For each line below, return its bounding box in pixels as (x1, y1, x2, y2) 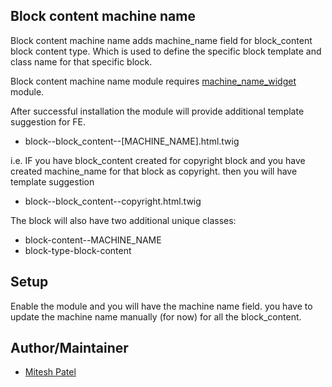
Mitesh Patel (24, 366, 77, 378)
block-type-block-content (24, 244, 132, 256)
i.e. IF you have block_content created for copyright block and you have (10, 154, 306, 166)
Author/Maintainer (10, 340, 129, 357)
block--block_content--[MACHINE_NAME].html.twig (24, 135, 240, 147)
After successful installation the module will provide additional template (10, 105, 305, 117)
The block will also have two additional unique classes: (10, 214, 237, 226)
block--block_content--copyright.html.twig (24, 195, 202, 207)
